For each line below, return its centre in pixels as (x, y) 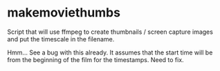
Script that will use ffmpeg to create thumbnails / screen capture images (110, 32)
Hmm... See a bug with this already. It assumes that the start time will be (110, 52)
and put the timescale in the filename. (61, 39)
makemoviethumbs (64, 13)
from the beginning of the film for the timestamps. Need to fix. (96, 59)
